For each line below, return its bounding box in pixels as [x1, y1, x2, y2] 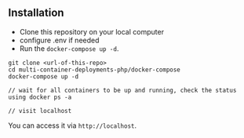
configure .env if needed [19, 35, 100, 45]
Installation [8, 6, 64, 20]
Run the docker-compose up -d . [19, 43, 119, 53]
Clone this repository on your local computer [19, 27, 165, 36]
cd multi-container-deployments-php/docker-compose [8, 66, 180, 74]
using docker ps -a [8, 93, 72, 101]
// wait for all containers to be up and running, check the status [8, 86, 237, 94]
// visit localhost [8, 107, 72, 114]
